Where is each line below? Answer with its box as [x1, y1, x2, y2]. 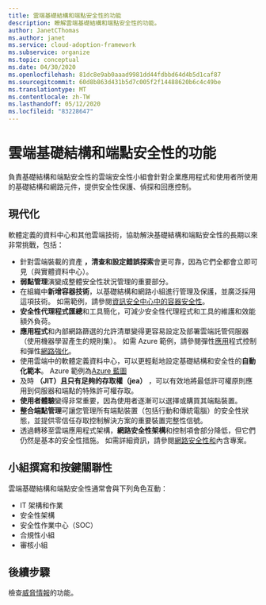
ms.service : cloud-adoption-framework [8, 41, 136, 49]
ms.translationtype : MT [8, 85, 87, 94]
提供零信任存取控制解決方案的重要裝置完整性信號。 [40, 415, 207, 425]
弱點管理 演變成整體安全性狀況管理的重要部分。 [19, 276, 173, 286]
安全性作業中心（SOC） [19, 520, 97, 530]
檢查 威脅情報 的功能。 [8, 588, 78, 598]
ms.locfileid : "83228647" [8, 108, 93, 116]
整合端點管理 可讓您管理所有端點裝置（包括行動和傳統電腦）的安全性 [19, 406, 242, 415]
